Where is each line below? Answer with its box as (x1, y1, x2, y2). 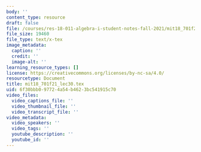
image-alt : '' (11, 59, 47, 65)
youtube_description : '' (11, 131, 74, 138)
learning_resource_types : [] (6, 64, 79, 71)
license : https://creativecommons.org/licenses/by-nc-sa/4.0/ (6, 70, 165, 76)
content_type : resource (6, 14, 66, 20)
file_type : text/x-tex (6, 37, 63, 42)
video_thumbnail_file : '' (11, 103, 77, 110)
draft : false (6, 20, 39, 26)
